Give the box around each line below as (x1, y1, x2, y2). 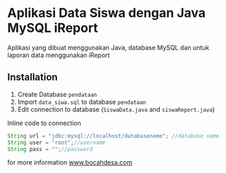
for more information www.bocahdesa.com (7, 158, 133, 167)
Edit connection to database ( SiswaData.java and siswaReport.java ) (17, 105, 215, 114)
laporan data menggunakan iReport (7, 51, 110, 59)
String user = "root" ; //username (7, 139, 106, 146)
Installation (7, 71, 58, 83)
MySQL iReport (7, 20, 99, 36)
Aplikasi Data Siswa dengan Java (7, 5, 206, 21)
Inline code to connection (7, 119, 81, 127)
